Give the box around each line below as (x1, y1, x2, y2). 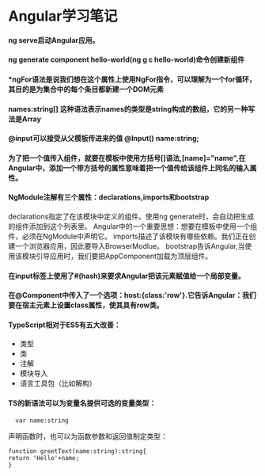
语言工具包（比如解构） (19, 379, 97, 388)
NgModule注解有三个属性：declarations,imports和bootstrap (8, 192, 210, 202)
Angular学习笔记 (8, 7, 118, 25)
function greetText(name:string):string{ (8, 447, 147, 455)
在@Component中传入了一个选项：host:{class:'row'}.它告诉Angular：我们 (8, 291, 256, 300)
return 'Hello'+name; (8, 454, 80, 462)
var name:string (15, 417, 69, 425)
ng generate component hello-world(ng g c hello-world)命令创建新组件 (8, 55, 245, 64)
